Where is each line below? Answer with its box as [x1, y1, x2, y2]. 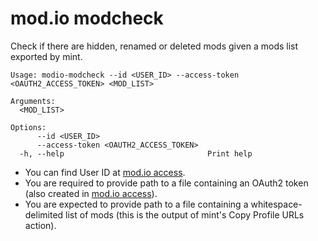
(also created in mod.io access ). [24, 187, 158, 199]
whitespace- [250, 198, 303, 210]
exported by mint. [10, 50, 83, 62]
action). [24, 219, 57, 231]
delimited [24, 208, 64, 221]
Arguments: [10, 96, 56, 106]
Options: [10, 122, 47, 132]
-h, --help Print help [19, 148, 253, 159]
